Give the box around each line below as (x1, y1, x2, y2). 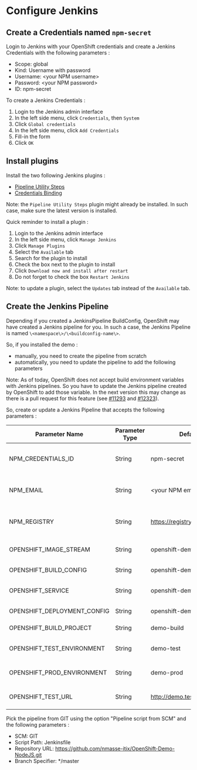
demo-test (150, 644, 181, 652)
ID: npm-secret (14, 86, 52, 92)
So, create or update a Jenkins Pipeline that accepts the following (6, 406, 165, 413)
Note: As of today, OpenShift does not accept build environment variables (6, 376, 185, 383)
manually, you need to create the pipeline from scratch (14, 352, 147, 359)
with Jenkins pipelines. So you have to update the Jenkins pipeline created (6, 382, 187, 389)
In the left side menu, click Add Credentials (14, 127, 119, 134)
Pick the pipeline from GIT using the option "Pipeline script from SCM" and (6, 715, 186, 722)
